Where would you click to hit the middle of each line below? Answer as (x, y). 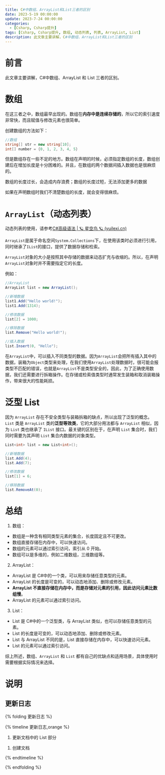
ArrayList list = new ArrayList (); (41, 288)
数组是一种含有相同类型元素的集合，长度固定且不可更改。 (70, 536)
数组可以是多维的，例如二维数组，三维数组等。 (59, 554)
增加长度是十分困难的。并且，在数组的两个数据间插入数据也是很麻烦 (87, 165)
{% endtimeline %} (24, 758)
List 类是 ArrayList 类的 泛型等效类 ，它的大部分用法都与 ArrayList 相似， (80, 423)
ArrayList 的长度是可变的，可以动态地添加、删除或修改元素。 (74, 581)
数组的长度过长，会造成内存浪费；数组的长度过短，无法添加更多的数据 (76, 182)
